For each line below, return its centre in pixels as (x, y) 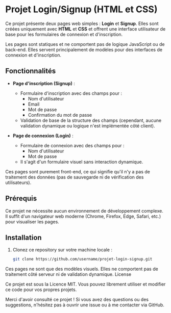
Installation (23, 237)
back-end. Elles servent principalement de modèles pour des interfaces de (84, 49)
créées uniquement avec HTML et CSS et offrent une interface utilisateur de (86, 29)
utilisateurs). (18, 182)
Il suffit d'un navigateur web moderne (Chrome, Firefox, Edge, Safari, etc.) (83, 216)
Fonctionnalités (31, 71)
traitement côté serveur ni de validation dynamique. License (68, 274)
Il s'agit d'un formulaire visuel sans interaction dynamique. (82, 162)
